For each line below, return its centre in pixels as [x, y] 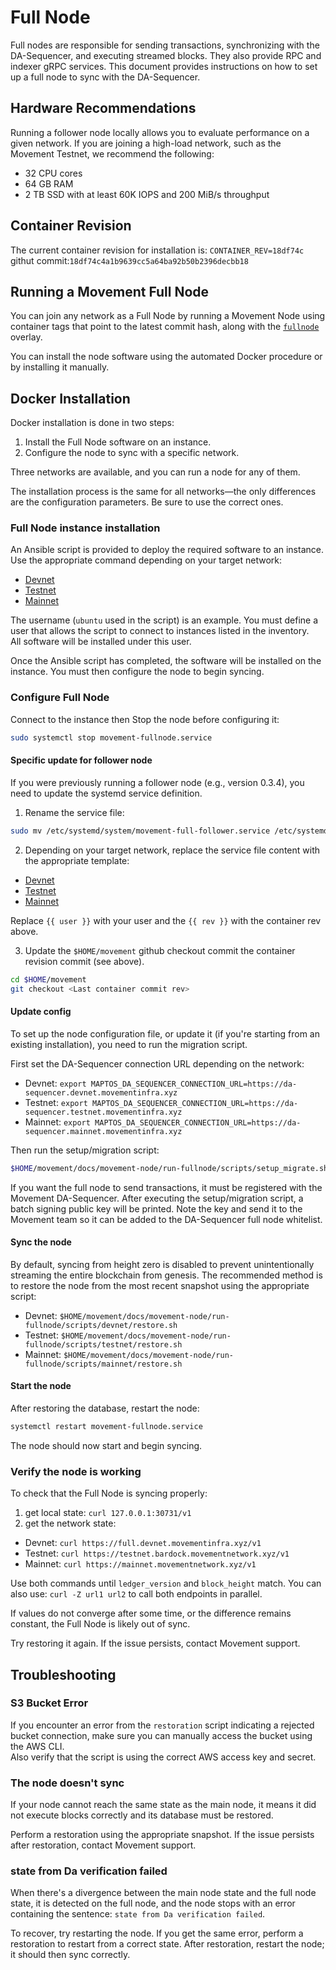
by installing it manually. [60, 367]
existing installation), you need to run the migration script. [129, 1044]
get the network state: [70, 1523]
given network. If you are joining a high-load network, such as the [146, 143]
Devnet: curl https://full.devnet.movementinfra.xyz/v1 [143, 1543]
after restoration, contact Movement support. [103, 1845]
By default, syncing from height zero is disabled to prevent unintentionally [162, 1264]
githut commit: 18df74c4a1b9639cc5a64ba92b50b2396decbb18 [129, 260]
